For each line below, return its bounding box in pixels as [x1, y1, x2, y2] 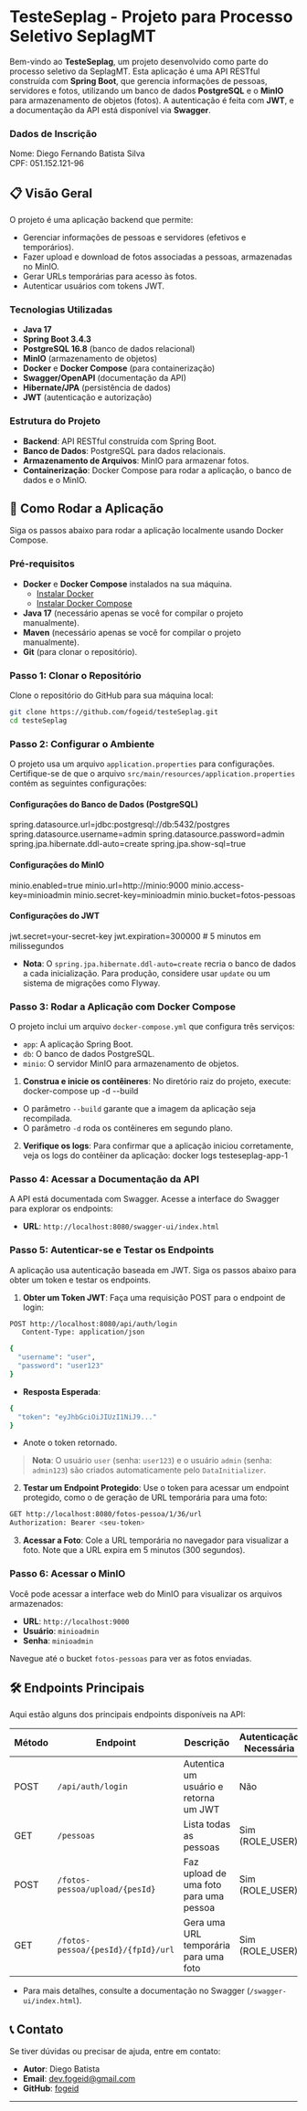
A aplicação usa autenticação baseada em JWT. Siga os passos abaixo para [9, 1264, 297, 1275]
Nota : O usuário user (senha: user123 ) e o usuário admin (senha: [31, 1455, 272, 1466]
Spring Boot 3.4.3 [22, 333, 91, 344]
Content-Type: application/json [21, 1327, 145, 1337]
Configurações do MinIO [9, 859, 105, 870]
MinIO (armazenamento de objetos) [22, 354, 158, 364]
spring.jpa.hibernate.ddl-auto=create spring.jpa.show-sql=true [9, 839, 247, 850]
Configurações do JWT [9, 911, 101, 922]
